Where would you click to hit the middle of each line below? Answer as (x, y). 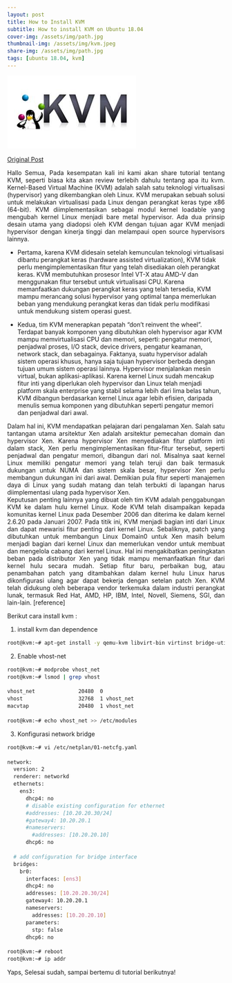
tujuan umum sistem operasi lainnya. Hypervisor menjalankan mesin (114, 368)
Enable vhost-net (42, 656)
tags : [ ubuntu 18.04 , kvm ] (46, 59)
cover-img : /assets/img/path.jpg (55, 37)
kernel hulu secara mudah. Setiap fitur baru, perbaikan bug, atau (116, 566)
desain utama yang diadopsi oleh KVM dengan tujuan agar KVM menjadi (116, 224)
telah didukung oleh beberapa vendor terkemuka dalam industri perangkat (116, 587)
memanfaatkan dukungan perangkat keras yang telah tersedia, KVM (114, 289)
